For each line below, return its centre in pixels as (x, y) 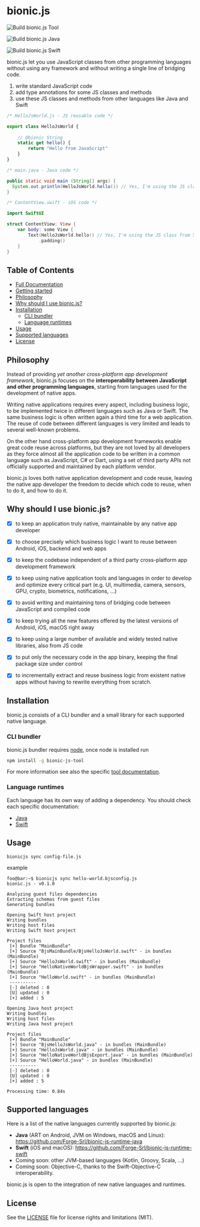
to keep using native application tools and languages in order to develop (104, 578)
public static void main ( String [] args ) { (61, 181)
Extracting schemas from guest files (53, 899)
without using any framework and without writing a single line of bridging (96, 68)
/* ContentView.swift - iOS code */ (52, 203)
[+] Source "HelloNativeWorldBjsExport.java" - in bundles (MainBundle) (101, 1055)
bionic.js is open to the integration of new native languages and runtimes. (96, 1184)
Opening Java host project (40, 1008)
